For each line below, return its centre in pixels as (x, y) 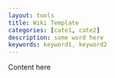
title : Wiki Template (44, 23)
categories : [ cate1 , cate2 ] (54, 30)
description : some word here (56, 37)
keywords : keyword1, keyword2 (58, 45)
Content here (30, 67)
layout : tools (32, 15)
